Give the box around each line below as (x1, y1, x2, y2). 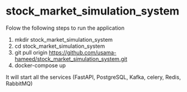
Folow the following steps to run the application (5, 24, 125, 31)
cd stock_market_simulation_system (14, 42, 105, 50)
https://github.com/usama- (49, 48, 117, 56)
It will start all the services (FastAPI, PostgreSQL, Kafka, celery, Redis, (5, 73, 181, 80)
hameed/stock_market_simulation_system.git (14, 55, 127, 62)
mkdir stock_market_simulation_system (14, 36, 113, 43)
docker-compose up (14, 62, 66, 69)
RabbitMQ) (5, 80, 33, 87)
